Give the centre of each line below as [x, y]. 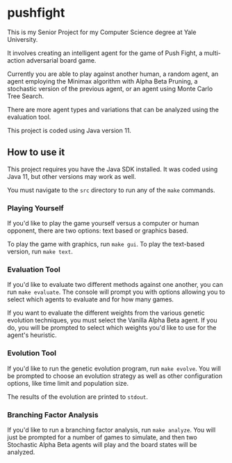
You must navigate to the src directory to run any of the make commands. [111, 190]
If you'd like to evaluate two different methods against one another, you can [115, 285]
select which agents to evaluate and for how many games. [91, 299]
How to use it [36, 152]
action [16, 60]
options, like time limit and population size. [68, 383]
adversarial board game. [61, 60]
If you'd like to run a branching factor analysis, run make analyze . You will [111, 430]
